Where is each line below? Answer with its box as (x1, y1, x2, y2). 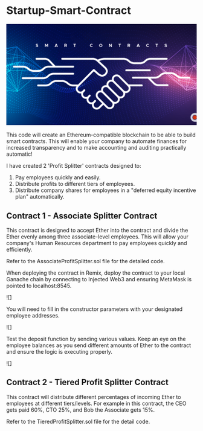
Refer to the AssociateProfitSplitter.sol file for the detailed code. (6, 258, 165, 265)
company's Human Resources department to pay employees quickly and (6, 240, 187, 247)
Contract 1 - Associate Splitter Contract (6, 211, 158, 221)
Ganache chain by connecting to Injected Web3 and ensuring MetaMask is (6, 276, 192, 283)
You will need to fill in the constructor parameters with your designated (6, 305, 183, 313)
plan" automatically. (14, 193, 65, 200)
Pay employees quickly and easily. (14, 174, 101, 181)
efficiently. (6, 246, 33, 254)
